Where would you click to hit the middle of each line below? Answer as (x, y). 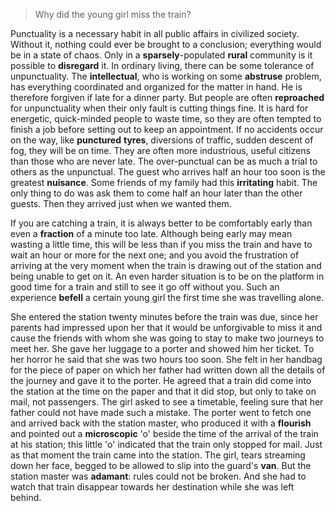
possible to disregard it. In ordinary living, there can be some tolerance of (162, 65)
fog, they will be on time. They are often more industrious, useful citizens (160, 150)
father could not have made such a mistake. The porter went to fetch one (161, 412)
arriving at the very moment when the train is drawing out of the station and (166, 265)
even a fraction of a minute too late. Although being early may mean (151, 233)
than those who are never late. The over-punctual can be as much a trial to (164, 161)
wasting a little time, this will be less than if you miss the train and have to (161, 244)
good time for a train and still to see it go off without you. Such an (145, 287)
